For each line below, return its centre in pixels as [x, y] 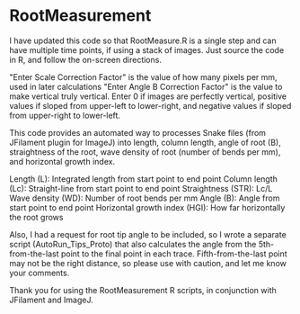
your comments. [40, 273]
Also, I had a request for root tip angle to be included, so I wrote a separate [148, 234]
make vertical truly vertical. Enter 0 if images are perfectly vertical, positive [148, 96]
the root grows [36, 217]
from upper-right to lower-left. [65, 115]
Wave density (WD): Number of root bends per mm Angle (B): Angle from [145, 198]
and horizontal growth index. [62, 161]
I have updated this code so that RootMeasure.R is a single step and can [143, 40]
